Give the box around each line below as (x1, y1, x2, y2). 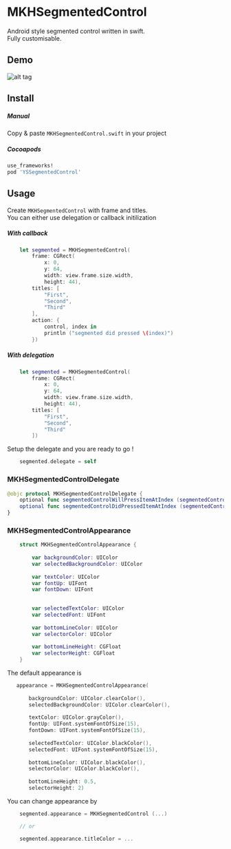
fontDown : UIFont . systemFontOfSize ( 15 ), (28, 727, 146, 734)
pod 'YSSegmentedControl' (7, 168, 81, 176)
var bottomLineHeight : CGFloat (32, 644, 122, 651)
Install (7, 92, 34, 104)
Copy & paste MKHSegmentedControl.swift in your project (7, 129, 167, 138)
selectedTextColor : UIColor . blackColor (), (28, 739, 153, 746)
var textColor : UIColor (32, 573, 100, 580)
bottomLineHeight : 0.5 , (28, 778, 97, 786)
